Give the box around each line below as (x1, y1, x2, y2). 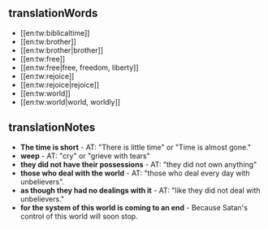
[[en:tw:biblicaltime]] (19, 28, 90, 37)
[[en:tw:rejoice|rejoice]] (19, 80, 100, 89)
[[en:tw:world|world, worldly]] (19, 97, 120, 106)
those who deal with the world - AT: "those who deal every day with (19, 168, 250, 178)
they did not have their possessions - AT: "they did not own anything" (19, 159, 257, 169)
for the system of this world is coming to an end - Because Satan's (19, 202, 248, 212)
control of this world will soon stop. (19, 211, 138, 221)
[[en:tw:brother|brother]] (19, 45, 104, 55)
